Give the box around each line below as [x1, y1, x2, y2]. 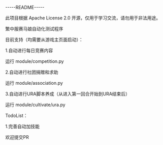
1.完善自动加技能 [5, 124, 40, 129]
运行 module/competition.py [5, 58, 64, 64]
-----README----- [5, 5, 45, 10]
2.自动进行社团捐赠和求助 [5, 69, 58, 75]
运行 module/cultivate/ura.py [5, 102, 66, 108]
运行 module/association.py [5, 80, 63, 86]
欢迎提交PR [5, 134, 29, 140]
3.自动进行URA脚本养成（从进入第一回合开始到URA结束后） [5, 91, 131, 96]
